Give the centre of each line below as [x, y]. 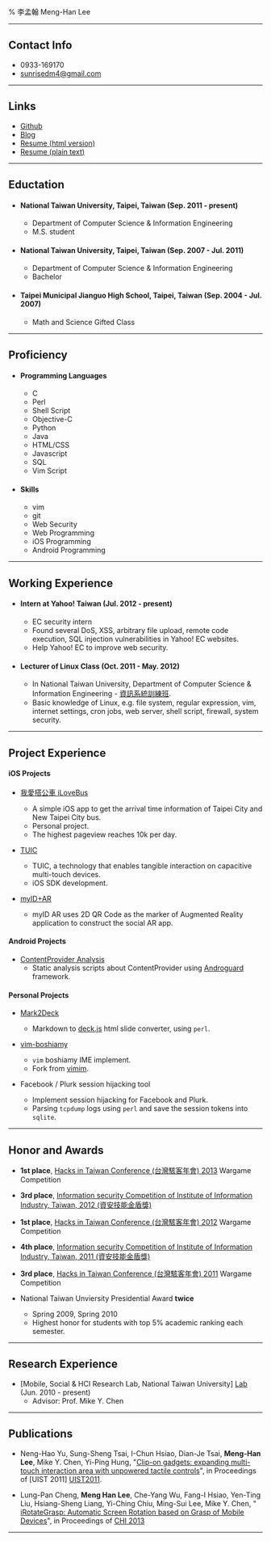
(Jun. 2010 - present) [55, 1392]
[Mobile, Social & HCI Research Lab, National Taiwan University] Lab [133, 1383]
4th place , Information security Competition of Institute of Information [136, 1247]
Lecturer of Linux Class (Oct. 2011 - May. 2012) [100, 666]
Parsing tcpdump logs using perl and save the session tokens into [140, 1108]
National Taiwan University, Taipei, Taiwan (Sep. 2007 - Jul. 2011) [132, 250]
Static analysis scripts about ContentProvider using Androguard [138, 968]
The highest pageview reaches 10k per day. [104, 834]
